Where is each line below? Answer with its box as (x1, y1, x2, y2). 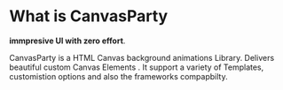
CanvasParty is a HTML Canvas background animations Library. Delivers (9, 52, 275, 63)
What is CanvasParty (9, 6, 169, 26)
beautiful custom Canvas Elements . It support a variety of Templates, (9, 62, 264, 72)
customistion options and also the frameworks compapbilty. (9, 71, 228, 81)
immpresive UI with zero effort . (9, 35, 126, 46)
